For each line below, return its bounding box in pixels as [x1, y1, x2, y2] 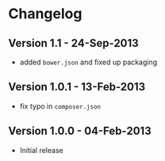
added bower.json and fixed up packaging [19, 57, 157, 67]
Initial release [19, 145, 63, 155]
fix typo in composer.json [19, 101, 102, 111]
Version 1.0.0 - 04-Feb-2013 [8, 125, 152, 138]
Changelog [8, 5, 82, 23]
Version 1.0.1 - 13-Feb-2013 [8, 80, 146, 94]
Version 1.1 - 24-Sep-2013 [8, 36, 139, 50]
